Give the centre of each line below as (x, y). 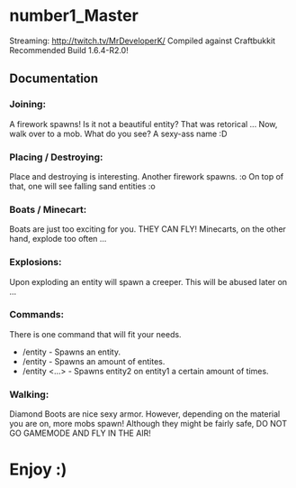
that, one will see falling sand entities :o (82, 186)
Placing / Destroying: (56, 157)
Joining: (28, 105)
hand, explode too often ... (58, 239)
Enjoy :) (38, 470)
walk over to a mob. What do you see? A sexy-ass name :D (118, 134)
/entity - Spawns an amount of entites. (94, 361)
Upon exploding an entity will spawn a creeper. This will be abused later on (148, 281)
